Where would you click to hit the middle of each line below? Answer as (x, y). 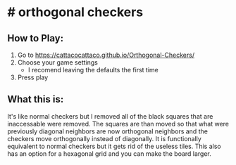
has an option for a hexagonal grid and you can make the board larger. (109, 153)
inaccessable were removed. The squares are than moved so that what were (118, 124)
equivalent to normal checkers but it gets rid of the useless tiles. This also (114, 146)
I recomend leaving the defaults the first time (93, 70)
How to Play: (36, 38)
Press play (33, 77)
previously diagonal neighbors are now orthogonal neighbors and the (107, 131)
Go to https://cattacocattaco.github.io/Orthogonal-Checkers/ (106, 55)
